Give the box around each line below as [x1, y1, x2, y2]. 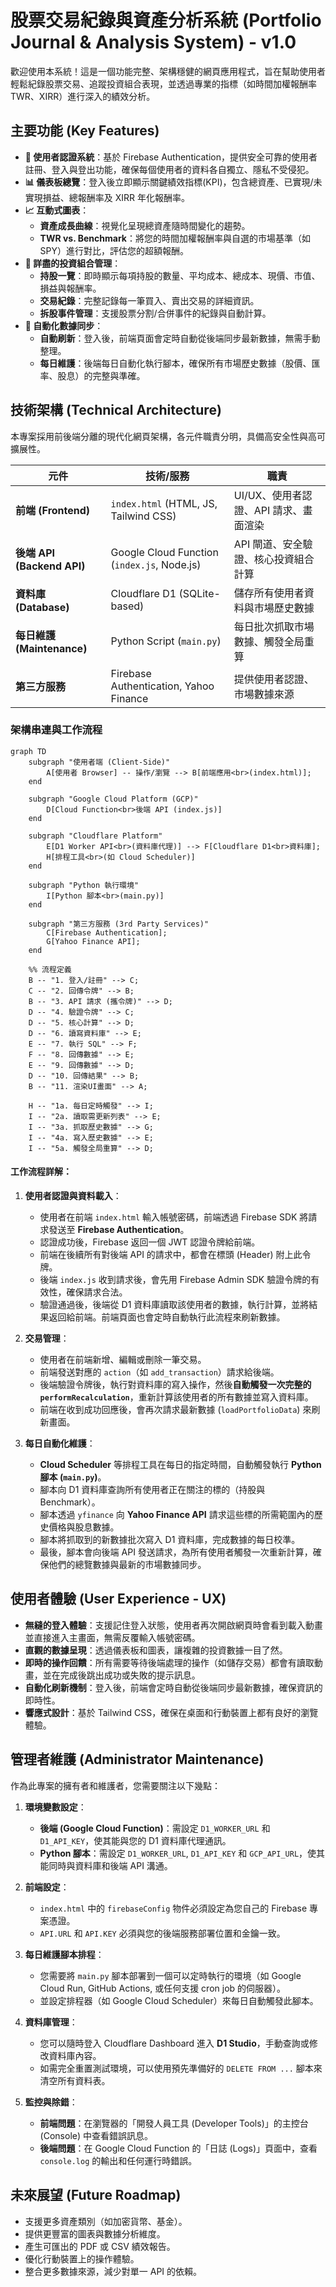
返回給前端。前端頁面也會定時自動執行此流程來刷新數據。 [48, 1311, 286, 1323]
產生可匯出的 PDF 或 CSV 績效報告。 [24, 2240, 176, 2252]
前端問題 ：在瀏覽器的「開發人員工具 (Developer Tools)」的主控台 [39, 2117, 309, 2129]
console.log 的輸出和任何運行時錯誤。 [39, 2154, 198, 2166]
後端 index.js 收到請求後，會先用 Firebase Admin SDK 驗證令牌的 [39, 1274, 312, 1286]
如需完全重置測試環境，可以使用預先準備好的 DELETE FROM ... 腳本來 [39, 2062, 323, 2074]
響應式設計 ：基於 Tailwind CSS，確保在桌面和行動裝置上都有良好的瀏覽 [24, 1706, 319, 1718]
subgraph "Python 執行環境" [28, 880, 140, 890]
